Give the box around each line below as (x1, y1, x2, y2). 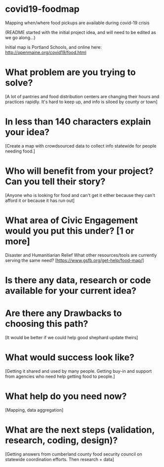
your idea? (5, 127, 50, 138)
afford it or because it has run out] (5, 197, 75, 203)
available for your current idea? (5, 285, 137, 296)
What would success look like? (5, 352, 135, 363)
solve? (5, 78, 33, 88)
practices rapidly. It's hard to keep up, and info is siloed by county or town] (5, 99, 158, 105)
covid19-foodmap (5, 3, 80, 15)
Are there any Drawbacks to (5, 308, 122, 319)
